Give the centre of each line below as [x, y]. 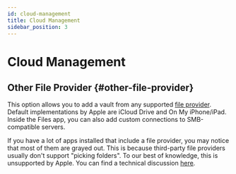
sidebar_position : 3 [38, 27]
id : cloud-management [39, 14]
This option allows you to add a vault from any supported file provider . [110, 105]
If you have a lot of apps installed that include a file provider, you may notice [118, 141]
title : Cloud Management [44, 20]
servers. [53, 127]
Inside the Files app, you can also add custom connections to [96, 120]
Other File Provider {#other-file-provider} [101, 88]
